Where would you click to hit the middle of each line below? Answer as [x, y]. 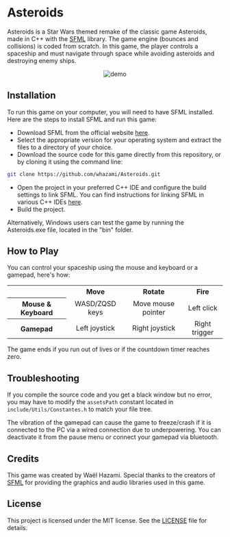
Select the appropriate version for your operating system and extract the [119, 140]
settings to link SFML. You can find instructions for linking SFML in [110, 195]
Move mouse [154, 303]
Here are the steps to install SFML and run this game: [82, 119]
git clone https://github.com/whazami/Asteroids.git [84, 174]
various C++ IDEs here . [50, 202]
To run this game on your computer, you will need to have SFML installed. [111, 112]
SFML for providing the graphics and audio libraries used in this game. [106, 483]
